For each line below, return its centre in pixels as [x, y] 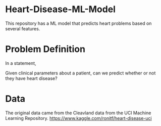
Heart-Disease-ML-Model [61, 9]
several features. [23, 28]
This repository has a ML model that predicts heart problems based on [78, 23]
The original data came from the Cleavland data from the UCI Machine [78, 113]
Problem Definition [45, 49]
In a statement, [21, 63]
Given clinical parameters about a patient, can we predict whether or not [80, 73]
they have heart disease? [31, 78]
